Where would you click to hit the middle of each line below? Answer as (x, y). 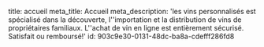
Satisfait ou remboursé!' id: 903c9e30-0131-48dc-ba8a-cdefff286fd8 (121, 36)
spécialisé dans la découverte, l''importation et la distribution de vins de (125, 20)
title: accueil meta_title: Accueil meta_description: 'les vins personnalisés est (132, 11)
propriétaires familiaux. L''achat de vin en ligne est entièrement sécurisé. (126, 28)
